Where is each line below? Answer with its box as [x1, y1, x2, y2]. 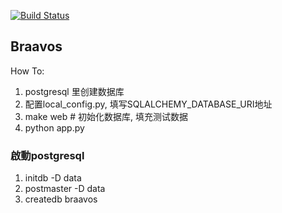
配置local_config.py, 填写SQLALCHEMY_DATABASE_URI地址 [24, 98, 273, 110]
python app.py [24, 121, 85, 134]
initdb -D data [24, 172, 82, 184]
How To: [10, 65, 45, 77]
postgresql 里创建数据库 [24, 85, 125, 97]
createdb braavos [24, 193, 98, 205]
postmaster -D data [24, 183, 106, 195]
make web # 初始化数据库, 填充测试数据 [24, 110, 189, 122]
